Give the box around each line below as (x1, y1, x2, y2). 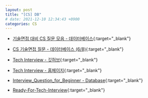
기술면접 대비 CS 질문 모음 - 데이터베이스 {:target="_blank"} (12, 35, 131, 41)
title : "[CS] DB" (5, 12, 42, 17)
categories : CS (5, 21, 37, 26)
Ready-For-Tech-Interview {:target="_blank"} (12, 87, 105, 93)
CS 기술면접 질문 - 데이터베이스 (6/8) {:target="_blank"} (12, 46, 124, 52)
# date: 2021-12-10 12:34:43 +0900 (5, 16, 80, 21)
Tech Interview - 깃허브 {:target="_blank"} (12, 57, 98, 63)
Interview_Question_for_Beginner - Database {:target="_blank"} (12, 77, 143, 83)
